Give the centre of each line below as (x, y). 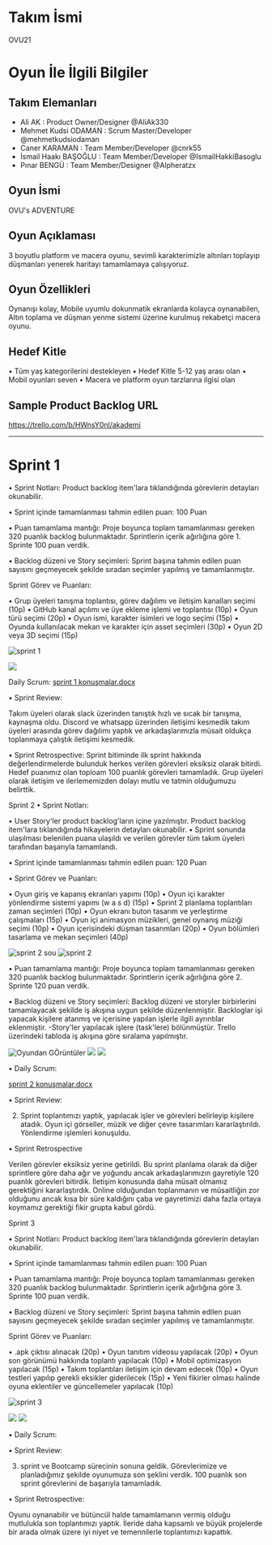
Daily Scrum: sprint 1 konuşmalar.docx (72, 682)
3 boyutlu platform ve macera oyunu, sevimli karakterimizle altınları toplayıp (134, 255)
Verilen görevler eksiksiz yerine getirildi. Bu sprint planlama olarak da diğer (133, 1164)
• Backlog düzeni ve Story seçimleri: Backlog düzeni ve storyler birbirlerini (132, 1001)
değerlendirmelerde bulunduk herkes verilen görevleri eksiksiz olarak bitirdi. (135, 764)
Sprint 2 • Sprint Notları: (49, 805)
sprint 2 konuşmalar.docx (51, 1084)
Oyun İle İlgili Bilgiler (78, 73)
